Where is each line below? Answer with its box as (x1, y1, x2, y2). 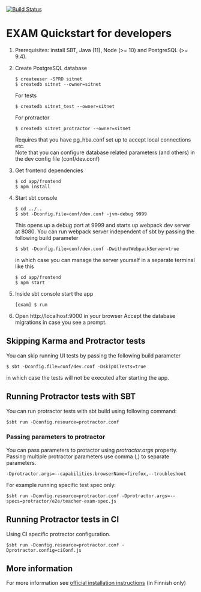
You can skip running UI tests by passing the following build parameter (6, 351, 181, 359)
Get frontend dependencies (14, 167, 83, 174)
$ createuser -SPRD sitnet (14, 76, 83, 82)
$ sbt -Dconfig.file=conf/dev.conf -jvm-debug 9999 (14, 211, 147, 217)
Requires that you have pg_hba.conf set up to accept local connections (14, 136, 191, 143)
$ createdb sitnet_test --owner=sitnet (14, 103, 115, 109)
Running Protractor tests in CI (6, 515, 119, 525)
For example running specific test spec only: (6, 481, 116, 488)
